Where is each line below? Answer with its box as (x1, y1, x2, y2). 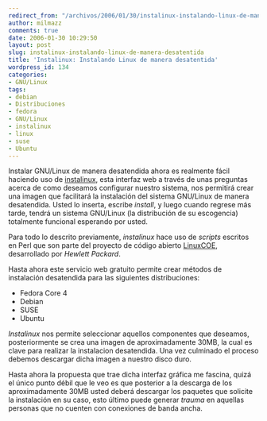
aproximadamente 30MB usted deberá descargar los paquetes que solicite (8, 387, 253, 396)
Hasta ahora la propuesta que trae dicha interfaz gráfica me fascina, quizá (8, 370, 252, 380)
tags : (8, 85, 26, 94)
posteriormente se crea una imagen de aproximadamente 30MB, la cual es (8, 338, 253, 347)
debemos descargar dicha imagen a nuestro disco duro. (8, 354, 192, 364)
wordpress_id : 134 (8, 64, 69, 71)
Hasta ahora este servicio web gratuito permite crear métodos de (8, 265, 222, 274)
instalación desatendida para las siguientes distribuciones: (8, 273, 200, 283)
